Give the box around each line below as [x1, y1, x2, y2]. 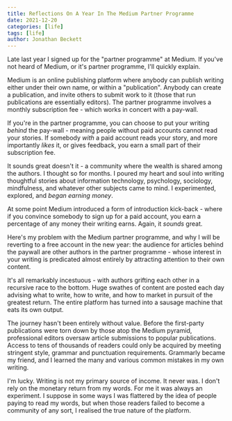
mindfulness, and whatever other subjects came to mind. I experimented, [7, 184, 217, 192]
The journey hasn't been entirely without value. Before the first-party [7, 319, 205, 327]
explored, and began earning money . [7, 192, 113, 200]
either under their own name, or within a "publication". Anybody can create [7, 83, 222, 92]
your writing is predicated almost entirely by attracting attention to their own [7, 255, 224, 264]
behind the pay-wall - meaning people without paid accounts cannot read [7, 126, 217, 135]
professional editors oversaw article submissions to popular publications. [7, 334, 217, 342]
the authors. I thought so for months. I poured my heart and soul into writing [7, 170, 224, 178]
